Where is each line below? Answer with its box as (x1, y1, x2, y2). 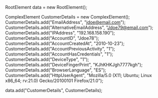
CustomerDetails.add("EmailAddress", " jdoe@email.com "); (5, 19, 126, 25)
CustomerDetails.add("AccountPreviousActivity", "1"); (5, 46, 116, 51)
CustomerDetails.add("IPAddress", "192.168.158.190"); (5, 30, 116, 35)
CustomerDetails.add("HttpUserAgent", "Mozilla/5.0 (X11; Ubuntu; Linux (5, 72, 152, 78)
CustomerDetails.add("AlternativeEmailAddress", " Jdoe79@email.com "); (5, 24, 154, 30)
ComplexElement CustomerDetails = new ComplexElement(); (5, 14, 130, 19)
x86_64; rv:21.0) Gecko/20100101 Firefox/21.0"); (5, 77, 104, 83)
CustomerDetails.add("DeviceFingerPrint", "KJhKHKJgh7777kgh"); (5, 62, 143, 67)
